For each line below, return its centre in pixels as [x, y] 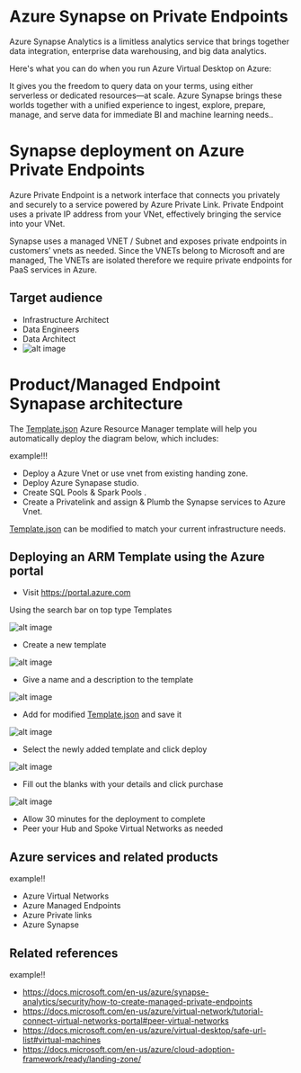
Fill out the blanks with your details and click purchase [123, 784]
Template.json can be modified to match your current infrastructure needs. [147, 529]
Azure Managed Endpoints [71, 906]
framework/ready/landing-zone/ [82, 1060]
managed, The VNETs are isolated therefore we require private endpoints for [151, 260]
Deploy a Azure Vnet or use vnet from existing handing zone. [135, 473]
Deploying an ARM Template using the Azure [137, 557]
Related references [64, 953]
